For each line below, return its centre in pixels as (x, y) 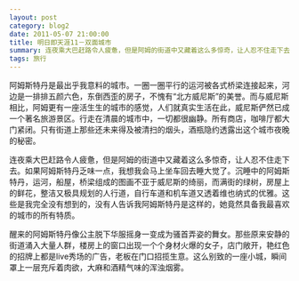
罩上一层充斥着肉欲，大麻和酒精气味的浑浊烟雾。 (99, 267)
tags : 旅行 (28, 59)
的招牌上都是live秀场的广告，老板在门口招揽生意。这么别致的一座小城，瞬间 (148, 256)
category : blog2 (39, 26)
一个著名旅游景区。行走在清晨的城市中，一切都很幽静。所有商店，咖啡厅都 (145, 118)
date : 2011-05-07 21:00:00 (59, 34)
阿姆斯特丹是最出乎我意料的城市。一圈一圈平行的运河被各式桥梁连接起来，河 (149, 85)
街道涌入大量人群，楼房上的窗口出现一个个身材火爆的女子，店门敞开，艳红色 (149, 245)
